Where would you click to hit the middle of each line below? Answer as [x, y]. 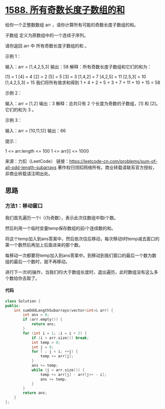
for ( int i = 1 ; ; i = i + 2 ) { [55, 333]
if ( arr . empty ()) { [43, 320]
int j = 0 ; [43, 347]
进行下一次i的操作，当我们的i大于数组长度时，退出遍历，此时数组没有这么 [80, 272]
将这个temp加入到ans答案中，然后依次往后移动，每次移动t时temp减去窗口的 [82, 239]
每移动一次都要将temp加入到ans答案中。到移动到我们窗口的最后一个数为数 [81, 255]
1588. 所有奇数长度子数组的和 [65, 10]
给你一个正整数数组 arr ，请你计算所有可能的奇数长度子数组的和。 [72, 25]
